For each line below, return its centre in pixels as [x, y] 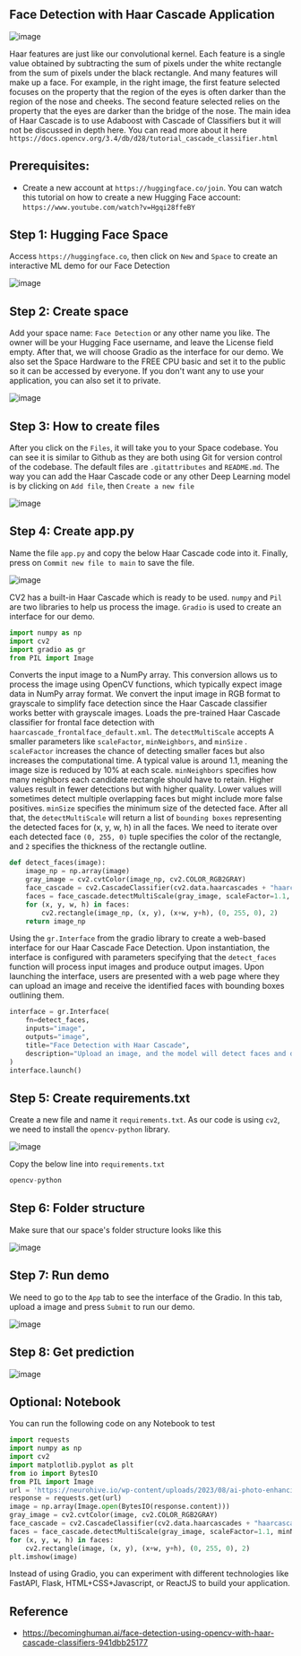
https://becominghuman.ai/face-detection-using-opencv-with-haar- [148, 1633]
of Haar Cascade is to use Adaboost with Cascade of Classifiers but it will [145, 120]
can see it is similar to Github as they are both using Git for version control [146, 457]
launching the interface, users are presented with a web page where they [145, 976]
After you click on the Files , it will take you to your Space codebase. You [144, 448]
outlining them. [37, 995]
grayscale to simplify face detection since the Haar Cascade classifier [138, 704]
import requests [39, 1440]
